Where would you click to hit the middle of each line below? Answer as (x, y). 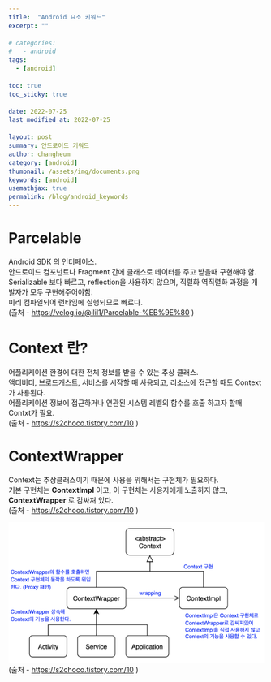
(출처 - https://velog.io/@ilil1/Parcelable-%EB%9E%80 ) (101, 312)
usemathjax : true (38, 188)
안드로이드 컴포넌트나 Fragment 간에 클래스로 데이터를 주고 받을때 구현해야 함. (133, 271)
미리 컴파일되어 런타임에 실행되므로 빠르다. (76, 302)
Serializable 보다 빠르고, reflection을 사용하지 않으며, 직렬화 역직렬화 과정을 (129, 282)
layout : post (30, 137)
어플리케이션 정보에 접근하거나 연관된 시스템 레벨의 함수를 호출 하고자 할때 (125, 403)
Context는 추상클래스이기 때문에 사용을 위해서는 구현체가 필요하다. (114, 480)
